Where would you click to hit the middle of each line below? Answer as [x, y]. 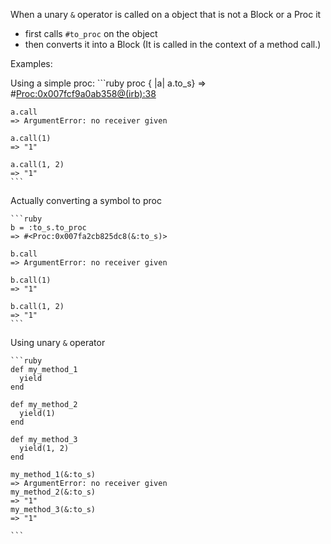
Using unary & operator [58, 342]
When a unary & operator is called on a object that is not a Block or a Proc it [166, 14]
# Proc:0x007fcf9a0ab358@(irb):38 [83, 93]
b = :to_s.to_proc [48, 228]
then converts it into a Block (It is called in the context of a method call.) [173, 44]
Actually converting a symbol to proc [86, 200]
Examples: [31, 63]
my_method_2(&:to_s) [53, 492]
